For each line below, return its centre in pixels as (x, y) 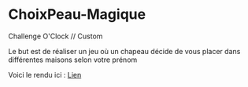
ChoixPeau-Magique (77, 14)
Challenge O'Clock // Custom (56, 36)
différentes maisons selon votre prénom (73, 60)
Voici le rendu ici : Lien (45, 74)
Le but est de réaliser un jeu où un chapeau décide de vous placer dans (124, 51)
